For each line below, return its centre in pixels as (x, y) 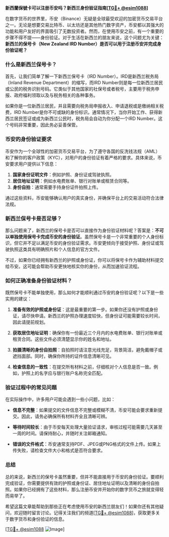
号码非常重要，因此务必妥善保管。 (45, 125)
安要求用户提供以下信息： (32, 164)
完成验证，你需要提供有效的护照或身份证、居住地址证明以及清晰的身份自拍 (82, 483)
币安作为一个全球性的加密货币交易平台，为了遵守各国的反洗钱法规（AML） (83, 151)
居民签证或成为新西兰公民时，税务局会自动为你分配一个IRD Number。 (86, 118)
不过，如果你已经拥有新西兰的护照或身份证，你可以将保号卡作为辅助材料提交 (84, 260)
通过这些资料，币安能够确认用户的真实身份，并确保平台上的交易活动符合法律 (84, 198)
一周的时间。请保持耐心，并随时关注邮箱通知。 (61, 434)
